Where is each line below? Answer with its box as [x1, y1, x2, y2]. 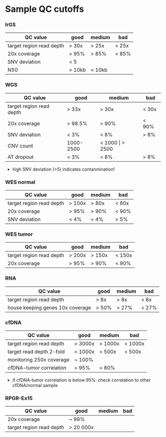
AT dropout [7, 153, 34, 160]
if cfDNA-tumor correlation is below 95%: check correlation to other [12, 377, 151, 383]
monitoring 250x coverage [7, 356, 70, 363]
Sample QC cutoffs [5, 3, 84, 15]
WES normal [5, 179, 36, 186]
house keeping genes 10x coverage [7, 304, 91, 311]
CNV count [7, 142, 33, 149]
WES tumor [5, 231, 33, 238]
